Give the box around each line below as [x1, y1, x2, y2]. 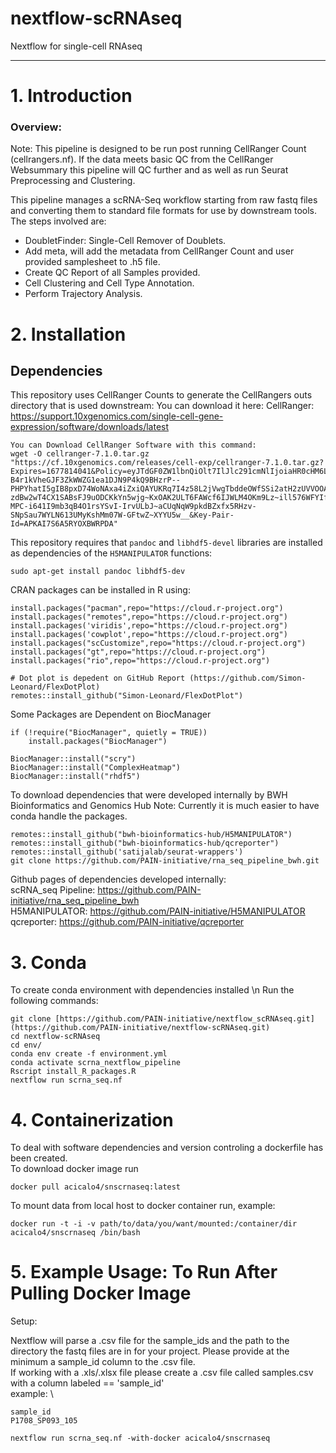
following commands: [10, 995, 99, 1007]
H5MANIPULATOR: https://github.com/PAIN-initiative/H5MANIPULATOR [10, 905, 306, 917]
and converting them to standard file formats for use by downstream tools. [10, 205, 317, 217]
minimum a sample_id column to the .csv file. [10, 1356, 196, 1368]
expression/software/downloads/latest [10, 421, 170, 433]
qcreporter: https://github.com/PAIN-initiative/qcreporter [10, 916, 245, 928]
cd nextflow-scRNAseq [10, 1032, 101, 1042]
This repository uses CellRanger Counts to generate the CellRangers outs [10, 389, 313, 401]
